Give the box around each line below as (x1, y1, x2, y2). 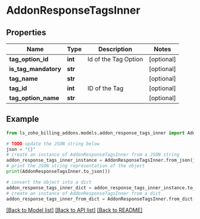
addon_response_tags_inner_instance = (6, 158, 102, 164)
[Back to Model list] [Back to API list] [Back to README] (6, 206, 143, 214)
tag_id (9, 84, 27, 92)
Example (6, 114, 39, 124)
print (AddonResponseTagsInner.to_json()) (6, 168, 111, 175)
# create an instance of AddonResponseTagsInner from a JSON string (6, 152, 180, 158)
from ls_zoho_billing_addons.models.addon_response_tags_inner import (6, 129, 185, 136)
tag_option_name (9, 94, 60, 102)
